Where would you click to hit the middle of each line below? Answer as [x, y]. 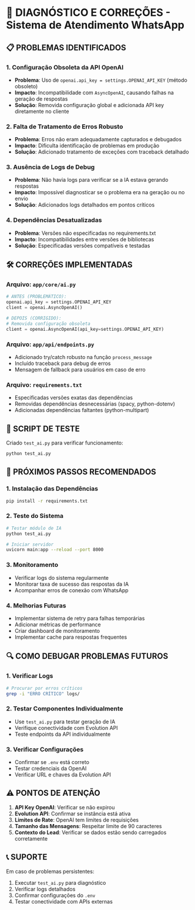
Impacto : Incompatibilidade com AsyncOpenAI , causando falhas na [94, 92]
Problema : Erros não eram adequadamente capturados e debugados [98, 140]
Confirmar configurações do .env [55, 895]
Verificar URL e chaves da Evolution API [63, 775]
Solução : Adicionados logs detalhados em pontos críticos [85, 205]
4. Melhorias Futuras [36, 605]
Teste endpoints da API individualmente [63, 734]
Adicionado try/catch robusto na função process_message [83, 357]
